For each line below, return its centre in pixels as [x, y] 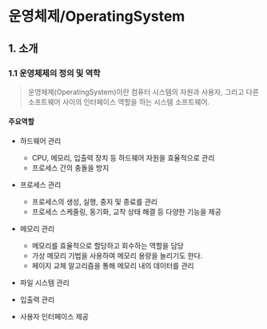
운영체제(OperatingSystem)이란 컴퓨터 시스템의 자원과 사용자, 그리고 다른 [143, 92]
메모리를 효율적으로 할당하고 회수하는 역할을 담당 [108, 246]
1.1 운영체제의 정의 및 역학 [55, 73]
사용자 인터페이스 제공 [54, 317]
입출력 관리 [37, 299]
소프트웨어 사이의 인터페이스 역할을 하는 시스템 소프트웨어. [119, 101]
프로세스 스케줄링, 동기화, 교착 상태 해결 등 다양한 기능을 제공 [126, 212]
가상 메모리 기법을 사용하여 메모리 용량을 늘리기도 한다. [117, 256]
